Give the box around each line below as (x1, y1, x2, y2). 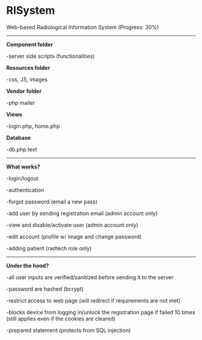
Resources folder (6, 64, 50, 71)
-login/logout (6, 175, 39, 182)
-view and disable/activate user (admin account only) (6, 221, 138, 229)
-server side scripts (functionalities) (6, 52, 95, 60)
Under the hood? (6, 262, 49, 269)
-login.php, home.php (6, 122, 60, 129)
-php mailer (6, 99, 35, 106)
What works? (6, 163, 40, 170)
